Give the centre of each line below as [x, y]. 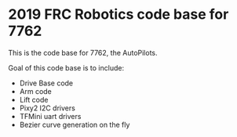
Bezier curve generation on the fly [75, 124]
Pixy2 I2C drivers [47, 108]
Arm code [36, 91]
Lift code [34, 99]
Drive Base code [46, 83]
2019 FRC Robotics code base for [118, 14]
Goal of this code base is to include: [66, 67]
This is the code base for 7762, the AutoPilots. [83, 52]
